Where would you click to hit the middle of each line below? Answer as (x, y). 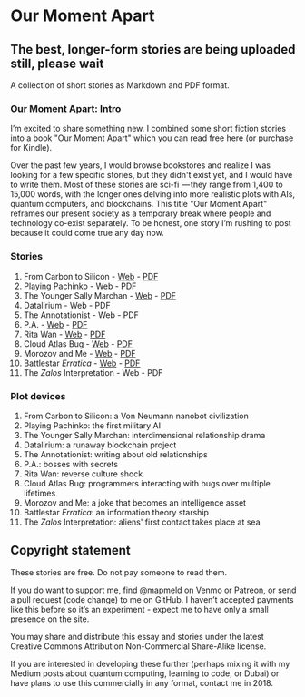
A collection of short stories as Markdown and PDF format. (120, 85)
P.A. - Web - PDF (55, 324)
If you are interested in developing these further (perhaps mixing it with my (150, 663)
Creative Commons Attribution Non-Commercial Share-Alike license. (138, 646)
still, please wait (57, 63)
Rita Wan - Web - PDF (64, 334)
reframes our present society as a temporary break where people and (141, 213)
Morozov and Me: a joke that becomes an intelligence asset (135, 502)
